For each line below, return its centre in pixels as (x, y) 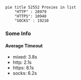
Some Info (18, 33)
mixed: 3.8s (25, 57)
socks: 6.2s (25, 73)
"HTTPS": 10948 (31, 16)
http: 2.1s (22, 62)
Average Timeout (24, 45)
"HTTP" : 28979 (31, 12)
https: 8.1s (23, 68)
